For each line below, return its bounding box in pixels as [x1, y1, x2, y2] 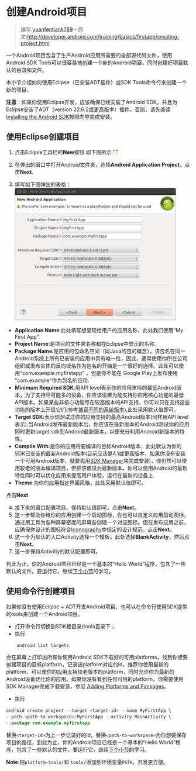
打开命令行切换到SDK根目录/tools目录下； [14, 622, 116, 629]
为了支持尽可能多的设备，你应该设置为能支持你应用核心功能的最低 [25, 391, 184, 398]
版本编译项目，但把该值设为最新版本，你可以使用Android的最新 [35, 464, 188, 471]
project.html [20, 39, 50, 47]
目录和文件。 [16, 66, 47, 73]
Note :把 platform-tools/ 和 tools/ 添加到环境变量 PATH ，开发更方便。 [6, 759, 169, 766]
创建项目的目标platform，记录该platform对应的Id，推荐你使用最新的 [6, 661, 169, 668]
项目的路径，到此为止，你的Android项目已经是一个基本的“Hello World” [6, 739, 176, 746]
